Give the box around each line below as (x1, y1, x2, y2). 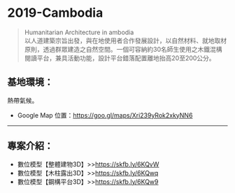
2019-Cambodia (7, 5, 104, 21)
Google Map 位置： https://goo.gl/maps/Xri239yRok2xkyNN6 (17, 110, 193, 120)
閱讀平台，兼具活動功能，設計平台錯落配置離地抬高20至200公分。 (24, 54, 215, 62)
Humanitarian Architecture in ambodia (24, 28, 134, 36)
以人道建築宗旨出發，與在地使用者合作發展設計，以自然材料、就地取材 (24, 36, 227, 45)
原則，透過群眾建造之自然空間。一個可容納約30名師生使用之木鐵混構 (24, 45, 222, 53)
